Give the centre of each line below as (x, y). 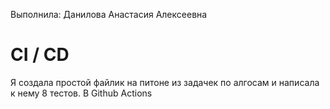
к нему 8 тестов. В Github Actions (81, 93)
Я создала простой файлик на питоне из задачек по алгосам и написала (165, 82)
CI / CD (40, 55)
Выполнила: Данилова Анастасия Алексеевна (109, 14)
